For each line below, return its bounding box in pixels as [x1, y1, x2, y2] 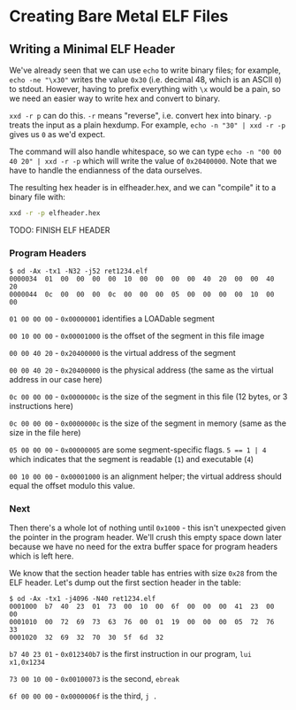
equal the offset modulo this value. [9, 481, 135, 491]
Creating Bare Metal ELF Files [9, 6, 229, 27]
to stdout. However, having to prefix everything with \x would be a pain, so [9, 84, 281, 94]
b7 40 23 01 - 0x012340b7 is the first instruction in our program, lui [9, 649, 252, 660]
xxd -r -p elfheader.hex [9, 209, 101, 218]
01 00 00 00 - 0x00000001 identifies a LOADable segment [9, 313, 215, 324]
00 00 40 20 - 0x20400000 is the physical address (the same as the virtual [9, 365, 274, 375]
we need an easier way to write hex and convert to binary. [9, 93, 221, 104]
